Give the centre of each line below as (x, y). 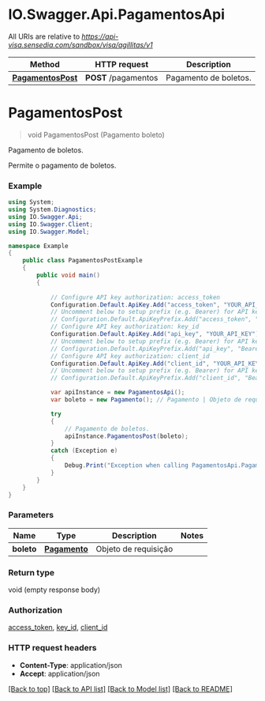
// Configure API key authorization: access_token (135, 297)
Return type (32, 572)
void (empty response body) (54, 590)
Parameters (31, 515)
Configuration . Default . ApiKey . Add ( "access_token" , (135, 305)
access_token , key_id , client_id (58, 628)
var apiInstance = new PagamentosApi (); (118, 393)
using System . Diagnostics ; (52, 210)
